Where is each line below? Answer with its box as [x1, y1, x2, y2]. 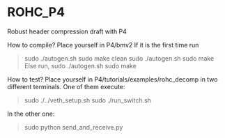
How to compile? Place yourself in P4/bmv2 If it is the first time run [7, 40, 199, 49]
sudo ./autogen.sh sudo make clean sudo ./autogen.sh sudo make [24, 54, 215, 63]
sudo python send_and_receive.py [24, 123, 123, 131]
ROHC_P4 [7, 4, 65, 20]
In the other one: [7, 109, 55, 118]
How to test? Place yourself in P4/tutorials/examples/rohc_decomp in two [7, 75, 218, 84]
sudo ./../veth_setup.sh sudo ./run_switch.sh [24, 95, 152, 105]
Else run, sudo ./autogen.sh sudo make [24, 61, 137, 70]
